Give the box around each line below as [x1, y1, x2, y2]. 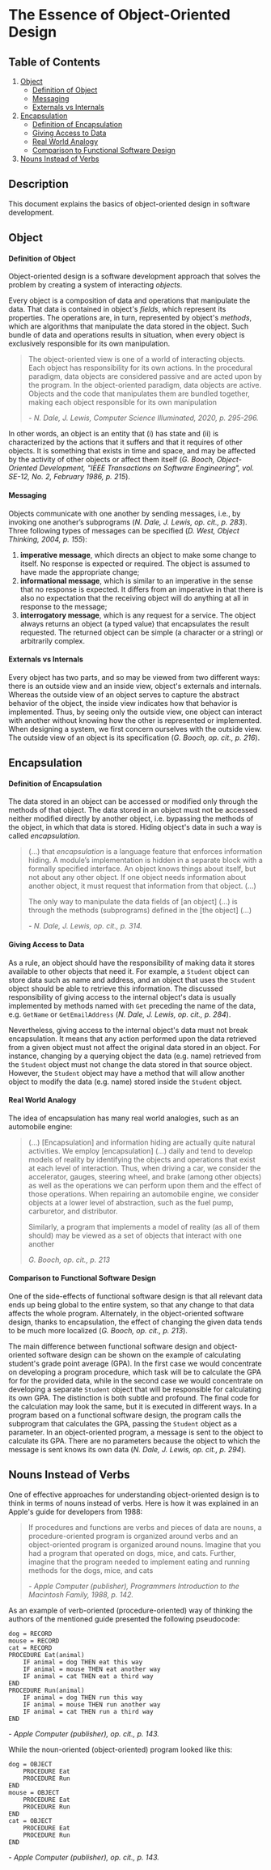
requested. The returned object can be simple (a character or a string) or [19, 627, 264, 637]
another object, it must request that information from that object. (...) [28, 881, 256, 891]
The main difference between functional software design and [8, 1341, 212, 1351]
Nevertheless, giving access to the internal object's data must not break [8, 1025, 248, 1035]
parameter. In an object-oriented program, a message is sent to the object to [8, 1427, 264, 1438]
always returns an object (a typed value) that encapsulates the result [19, 618, 249, 628]
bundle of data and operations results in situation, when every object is [8, 330, 245, 340]
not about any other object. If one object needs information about [28, 873, 247, 882]
